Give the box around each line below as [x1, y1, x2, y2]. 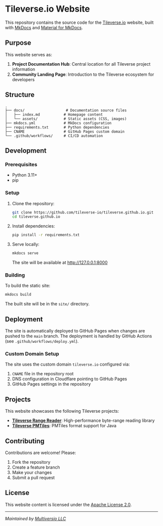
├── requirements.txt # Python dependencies [5, 125, 110, 130]
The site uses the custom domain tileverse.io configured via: [5, 361, 130, 368]
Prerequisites [5, 161, 37, 168]
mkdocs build [5, 292, 32, 297]
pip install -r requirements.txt [12, 232, 80, 238]
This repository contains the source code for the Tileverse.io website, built [5, 19, 154, 25]
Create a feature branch [12, 464, 60, 470]
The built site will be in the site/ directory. [5, 301, 90, 307]
